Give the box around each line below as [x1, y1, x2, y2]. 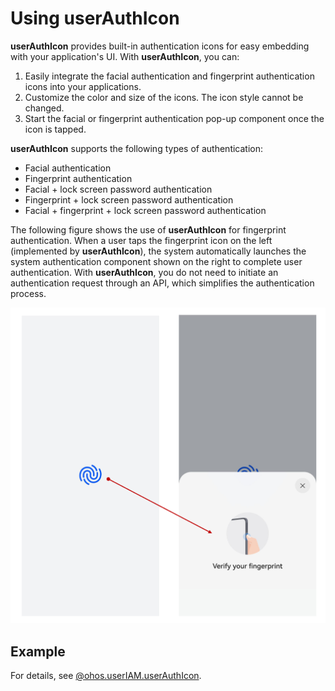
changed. [24, 102, 65, 114]
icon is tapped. [24, 123, 87, 135]
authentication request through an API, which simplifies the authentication [10, 277, 315, 289]
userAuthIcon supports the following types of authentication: [10, 142, 264, 154]
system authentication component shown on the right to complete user [10, 255, 303, 267]
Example [10, 643, 66, 660]
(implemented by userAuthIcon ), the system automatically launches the [10, 245, 307, 257]
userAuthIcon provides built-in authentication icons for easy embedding [10, 40, 310, 52]
